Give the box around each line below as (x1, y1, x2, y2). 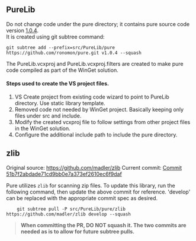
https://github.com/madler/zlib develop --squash (6, 211, 131, 217)
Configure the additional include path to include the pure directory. (14, 131, 178, 138)
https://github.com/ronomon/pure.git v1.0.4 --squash (6, 50, 142, 56)
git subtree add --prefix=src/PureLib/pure (6, 45, 115, 50)
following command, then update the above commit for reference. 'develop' (6, 188, 191, 195)
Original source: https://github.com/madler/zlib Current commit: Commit (6, 164, 182, 171)
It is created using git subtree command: (6, 33, 105, 40)
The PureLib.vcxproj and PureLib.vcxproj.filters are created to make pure (6, 60, 184, 67)
